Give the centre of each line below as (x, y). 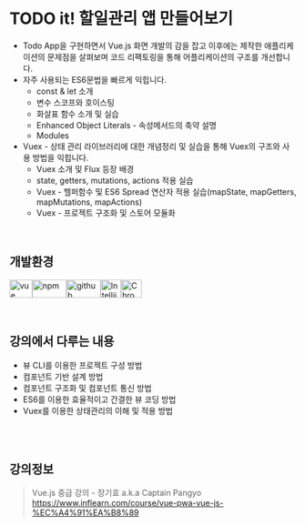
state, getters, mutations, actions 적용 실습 (115, 180)
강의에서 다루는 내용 (62, 342)
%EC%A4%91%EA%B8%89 (85, 513)
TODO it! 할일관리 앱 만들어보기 (122, 19)
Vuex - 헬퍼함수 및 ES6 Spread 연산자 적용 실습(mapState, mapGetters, (166, 191)
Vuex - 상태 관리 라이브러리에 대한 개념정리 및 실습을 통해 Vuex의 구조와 (151, 146)
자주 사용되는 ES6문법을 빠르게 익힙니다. (94, 79)
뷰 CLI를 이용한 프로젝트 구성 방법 (82, 365)
